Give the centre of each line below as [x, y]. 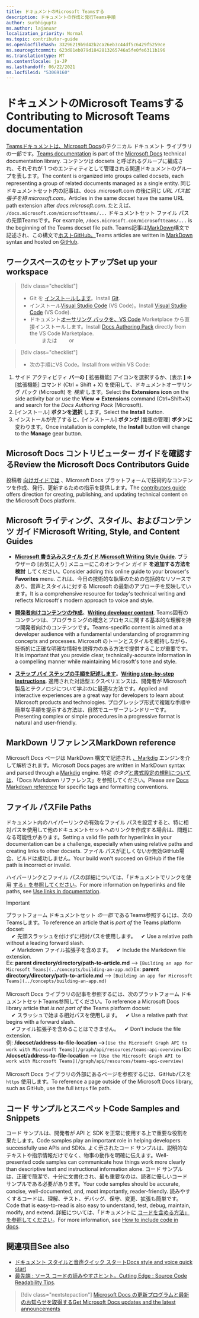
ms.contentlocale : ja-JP [37, 61]
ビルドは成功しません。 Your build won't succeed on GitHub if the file [100, 858]
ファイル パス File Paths [49, 807]
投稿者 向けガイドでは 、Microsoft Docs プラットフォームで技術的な [89, 480]
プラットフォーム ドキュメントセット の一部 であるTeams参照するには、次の [99, 915]
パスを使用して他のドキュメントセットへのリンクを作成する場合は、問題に [102, 830]
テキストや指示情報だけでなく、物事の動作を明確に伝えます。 [81, 1155]
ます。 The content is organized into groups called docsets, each [105, 176]
